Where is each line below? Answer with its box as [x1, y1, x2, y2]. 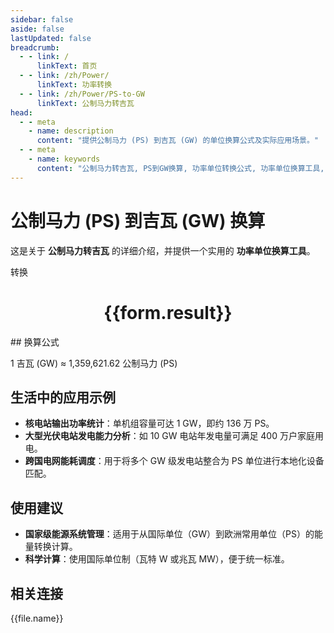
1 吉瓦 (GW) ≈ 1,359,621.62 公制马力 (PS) [10, 357, 178, 369]
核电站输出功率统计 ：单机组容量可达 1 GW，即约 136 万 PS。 [24, 417, 275, 430]
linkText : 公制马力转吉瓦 [36, 98, 135, 108]
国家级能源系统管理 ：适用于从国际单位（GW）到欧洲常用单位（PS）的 [24, 528, 315, 540]
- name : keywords [28, 154, 101, 164]
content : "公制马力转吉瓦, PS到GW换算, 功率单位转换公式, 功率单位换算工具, [36, 163, 325, 173]
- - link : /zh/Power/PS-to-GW [19, 89, 145, 99]
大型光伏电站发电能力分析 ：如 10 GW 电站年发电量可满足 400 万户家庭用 [24, 430, 324, 442]
